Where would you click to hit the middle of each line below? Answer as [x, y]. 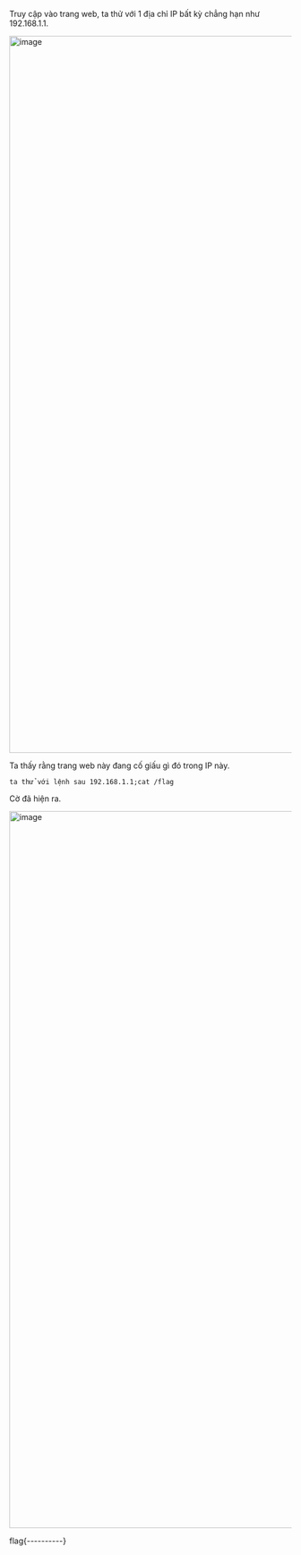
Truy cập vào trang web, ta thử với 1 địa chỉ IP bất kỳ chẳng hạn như [134, 14]
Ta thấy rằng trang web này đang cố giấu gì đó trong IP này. [120, 765]
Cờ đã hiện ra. [35, 799]
